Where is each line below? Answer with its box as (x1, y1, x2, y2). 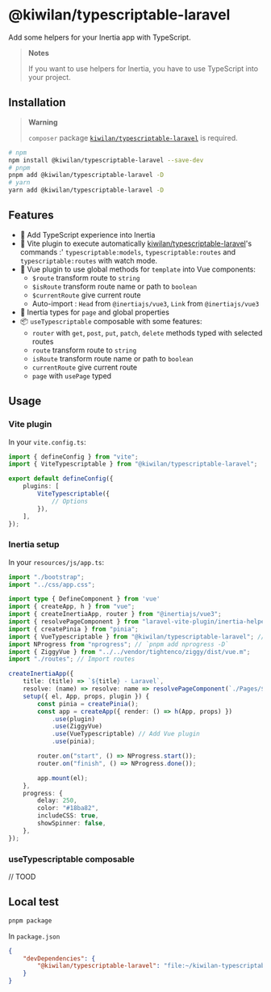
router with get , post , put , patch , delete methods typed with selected (31, 327, 263, 337)
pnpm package (8, 916, 52, 925)
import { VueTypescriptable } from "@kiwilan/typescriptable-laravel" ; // (8, 632, 265, 640)
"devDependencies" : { (23, 954, 95, 963)
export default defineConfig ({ (8, 475, 114, 483)
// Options (51, 497, 89, 505)
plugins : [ (23, 483, 60, 491)
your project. (27, 72, 71, 82)
